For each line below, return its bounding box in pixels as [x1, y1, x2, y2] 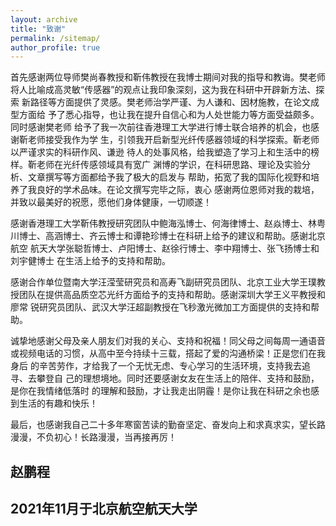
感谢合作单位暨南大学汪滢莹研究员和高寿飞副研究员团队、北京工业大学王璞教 [10, 276, 326, 288]
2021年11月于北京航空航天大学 [10, 501, 198, 518]
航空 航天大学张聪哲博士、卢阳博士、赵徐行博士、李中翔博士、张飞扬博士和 [10, 242, 320, 255]
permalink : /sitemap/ [10, 33, 101, 43]
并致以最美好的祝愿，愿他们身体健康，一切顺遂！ [10, 196, 212, 208]
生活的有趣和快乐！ [18, 397, 98, 410]
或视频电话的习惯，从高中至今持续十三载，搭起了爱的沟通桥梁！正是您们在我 [10, 347, 326, 360]
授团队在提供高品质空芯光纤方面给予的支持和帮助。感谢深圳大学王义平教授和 [10, 289, 326, 301]
